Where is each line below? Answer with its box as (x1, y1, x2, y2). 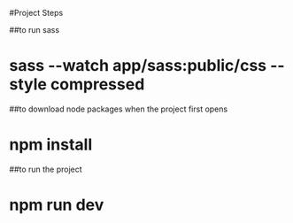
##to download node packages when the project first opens (9, 104, 228, 114)
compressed (50, 74, 145, 95)
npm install (9, 135, 93, 155)
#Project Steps (9, 8, 64, 18)
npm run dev (9, 195, 104, 215)
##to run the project (9, 164, 82, 174)
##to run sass (9, 25, 60, 35)
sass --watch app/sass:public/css (9, 56, 267, 76)
